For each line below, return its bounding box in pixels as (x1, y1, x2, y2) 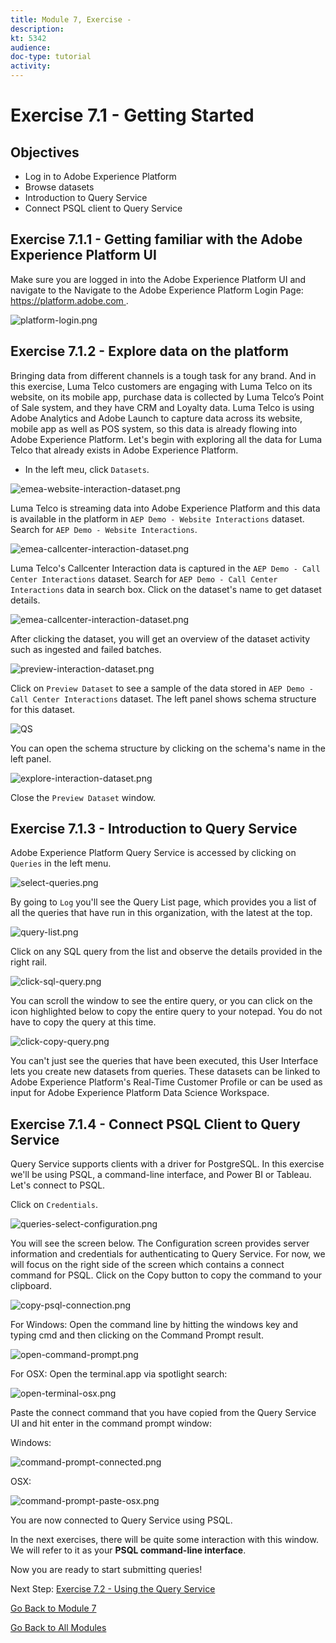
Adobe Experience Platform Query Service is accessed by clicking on (10, 847, 297, 859)
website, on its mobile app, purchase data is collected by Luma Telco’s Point (10, 391, 325, 403)
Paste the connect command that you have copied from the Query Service (10, 1407, 317, 1419)
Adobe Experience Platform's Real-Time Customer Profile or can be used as (10, 1076, 323, 1088)
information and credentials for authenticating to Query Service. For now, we (10, 1248, 326, 1260)
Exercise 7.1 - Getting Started (10, 104, 255, 127)
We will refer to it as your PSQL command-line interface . (10, 1544, 247, 1556)
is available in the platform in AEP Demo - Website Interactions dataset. (10, 512, 305, 525)
